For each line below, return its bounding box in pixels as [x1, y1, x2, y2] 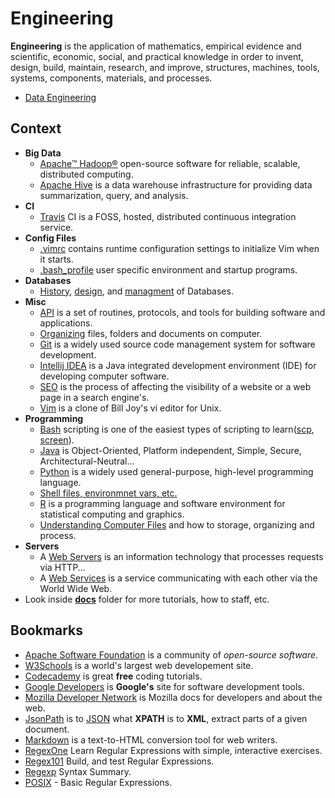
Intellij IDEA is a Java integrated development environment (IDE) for [39, 359, 317, 371]
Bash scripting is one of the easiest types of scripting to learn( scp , [39, 423, 315, 435]
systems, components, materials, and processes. [10, 72, 213, 84]
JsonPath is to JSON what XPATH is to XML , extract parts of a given [24, 712, 308, 724]
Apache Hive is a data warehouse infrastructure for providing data [39, 178, 313, 191]
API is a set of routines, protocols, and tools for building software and [39, 306, 326, 318]
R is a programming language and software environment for [39, 497, 286, 509]
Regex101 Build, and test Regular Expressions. [24, 755, 215, 767]
